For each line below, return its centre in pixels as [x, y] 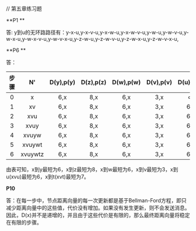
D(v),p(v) [159, 82]
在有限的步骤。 [24, 222]
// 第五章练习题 [24, 8]
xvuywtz [32, 154]
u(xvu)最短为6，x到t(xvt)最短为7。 [48, 177]
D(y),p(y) [62, 82]
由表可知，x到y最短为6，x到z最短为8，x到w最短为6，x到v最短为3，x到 [92, 169]
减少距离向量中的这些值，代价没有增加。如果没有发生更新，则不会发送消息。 [98, 208]
